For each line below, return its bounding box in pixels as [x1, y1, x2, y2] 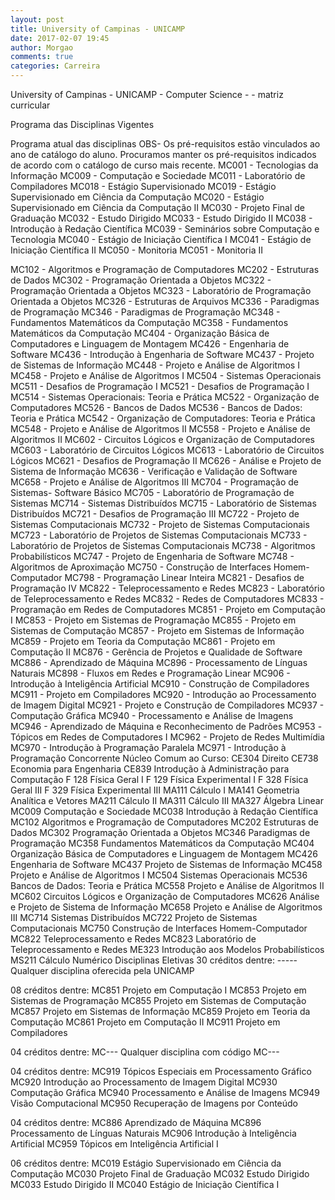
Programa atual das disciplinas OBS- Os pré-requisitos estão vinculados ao [10, 138, 321, 150]
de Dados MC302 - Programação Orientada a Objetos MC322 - [10, 274, 272, 286]
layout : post [10, 14, 65, 25]
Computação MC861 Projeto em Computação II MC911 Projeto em [10, 1016, 281, 1028]
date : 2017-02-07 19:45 [10, 33, 110, 43]
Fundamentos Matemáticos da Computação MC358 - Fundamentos [10, 317, 289, 328]
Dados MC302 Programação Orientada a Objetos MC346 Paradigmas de [10, 827, 311, 838]
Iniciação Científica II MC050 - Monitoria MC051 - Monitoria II [10, 244, 263, 256]
